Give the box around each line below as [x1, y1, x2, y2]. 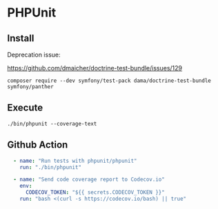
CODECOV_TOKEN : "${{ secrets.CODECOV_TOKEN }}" [25, 189, 166, 196]
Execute [7, 102, 43, 114]
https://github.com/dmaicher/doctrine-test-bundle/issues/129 [7, 64, 183, 72]
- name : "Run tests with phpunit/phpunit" [13, 157, 137, 164]
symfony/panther [7, 83, 54, 90]
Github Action [7, 139, 68, 151]
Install [7, 32, 34, 44]
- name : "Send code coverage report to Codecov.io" [13, 176, 166, 183]
